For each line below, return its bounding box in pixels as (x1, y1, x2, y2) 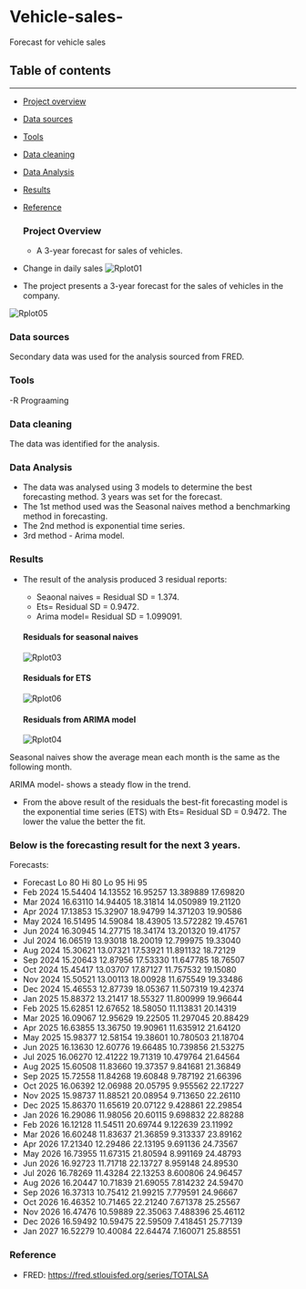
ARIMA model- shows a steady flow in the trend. (9, 779, 191, 790)
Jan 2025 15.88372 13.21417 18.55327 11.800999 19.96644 (22, 994, 243, 1005)
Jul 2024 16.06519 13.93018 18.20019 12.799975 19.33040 (22, 935, 241, 946)
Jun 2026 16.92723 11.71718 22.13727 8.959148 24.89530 (22, 1158, 239, 1169)
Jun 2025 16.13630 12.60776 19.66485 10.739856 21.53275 (22, 1042, 245, 1053)
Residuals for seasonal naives (22, 632, 139, 643)
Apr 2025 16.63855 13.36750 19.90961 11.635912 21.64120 (22, 1023, 241, 1034)
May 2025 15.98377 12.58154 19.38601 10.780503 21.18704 (22, 1032, 244, 1043)
